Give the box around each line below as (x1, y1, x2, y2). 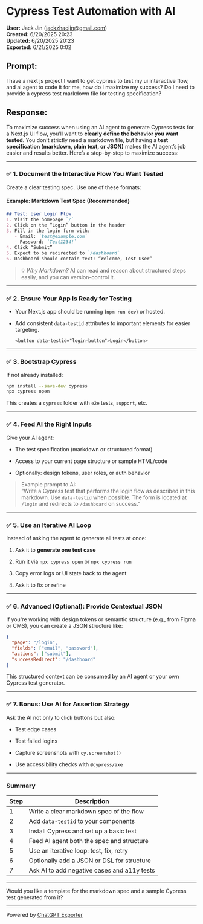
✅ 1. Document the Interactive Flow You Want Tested (6, 170, 164, 178)
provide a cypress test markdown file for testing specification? (6, 89, 162, 97)
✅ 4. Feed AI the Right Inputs (6, 420, 92, 428)
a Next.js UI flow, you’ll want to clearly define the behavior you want (6, 130, 179, 137)
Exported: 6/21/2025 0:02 (6, 44, 72, 51)
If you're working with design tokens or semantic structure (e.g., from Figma (6, 616, 196, 623)
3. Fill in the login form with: (6, 228, 91, 234)
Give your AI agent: (6, 434, 54, 441)
